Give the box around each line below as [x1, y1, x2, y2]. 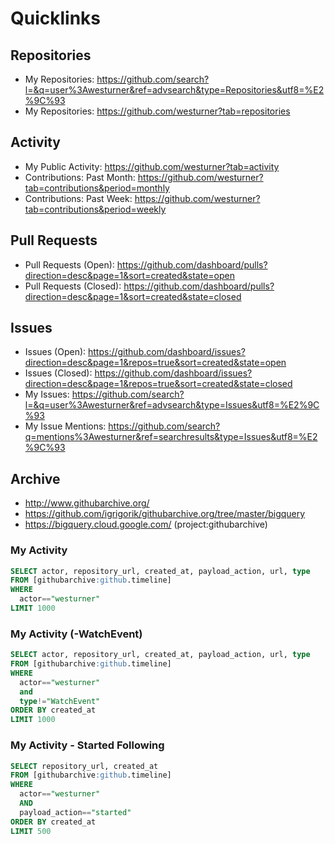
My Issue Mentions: [24, 420, 107, 432]
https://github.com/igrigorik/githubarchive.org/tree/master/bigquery [24, 508, 306, 520]
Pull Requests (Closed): [24, 280, 122, 292]
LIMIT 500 [10, 826, 52, 836]
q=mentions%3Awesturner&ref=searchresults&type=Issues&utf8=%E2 [24, 431, 318, 443]
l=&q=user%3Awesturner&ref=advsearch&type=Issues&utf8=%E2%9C [24, 399, 320, 411]
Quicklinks [10, 7, 102, 30]
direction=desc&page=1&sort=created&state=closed [24, 290, 242, 302]
